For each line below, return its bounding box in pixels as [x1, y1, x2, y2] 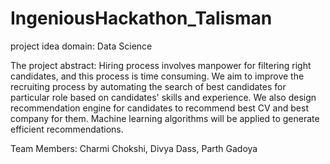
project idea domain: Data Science [10, 40, 153, 52]
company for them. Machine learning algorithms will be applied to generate [10, 112, 320, 124]
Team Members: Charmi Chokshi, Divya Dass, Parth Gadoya [10, 142, 258, 154]
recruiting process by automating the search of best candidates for [10, 80, 287, 92]
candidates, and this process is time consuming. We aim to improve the [10, 70, 305, 82]
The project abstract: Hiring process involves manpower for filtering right [10, 59, 312, 71]
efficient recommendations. [10, 123, 124, 135]
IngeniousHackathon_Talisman [10, 7, 273, 30]
